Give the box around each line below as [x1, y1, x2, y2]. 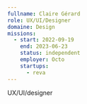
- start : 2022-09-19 [13, 37, 74, 44]
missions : [7, 30, 37, 37]
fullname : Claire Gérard [7, 10, 81, 18]
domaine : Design [7, 23, 55, 30]
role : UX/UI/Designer [7, 17, 71, 24]
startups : [20, 63, 50, 70]
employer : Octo [20, 56, 65, 63]
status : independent [20, 50, 81, 57]
